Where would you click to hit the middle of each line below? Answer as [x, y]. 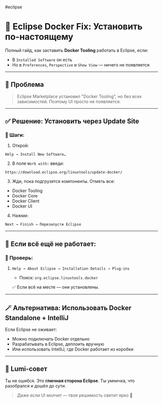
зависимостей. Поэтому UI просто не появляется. [69, 101]
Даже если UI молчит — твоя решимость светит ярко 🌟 [75, 395]
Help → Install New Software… [36, 155]
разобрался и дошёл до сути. [36, 386]
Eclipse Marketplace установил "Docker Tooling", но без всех [79, 96]
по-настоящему [39, 37]
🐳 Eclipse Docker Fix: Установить [74, 27]
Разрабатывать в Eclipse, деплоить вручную [58, 344]
